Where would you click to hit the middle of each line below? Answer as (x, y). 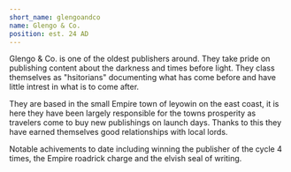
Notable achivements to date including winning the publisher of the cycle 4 (146, 149)
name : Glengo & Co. (45, 26)
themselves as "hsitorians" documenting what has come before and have (143, 78)
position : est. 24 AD (49, 34)
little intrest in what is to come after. (74, 87)
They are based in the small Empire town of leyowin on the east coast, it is (144, 104)
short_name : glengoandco (55, 17)
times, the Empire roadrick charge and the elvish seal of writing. (126, 159)
